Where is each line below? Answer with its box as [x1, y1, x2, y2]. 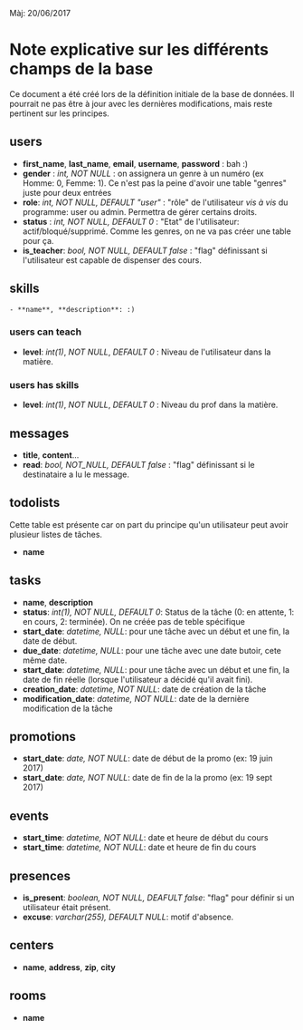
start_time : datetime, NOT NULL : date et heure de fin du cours [22, 842, 257, 853]
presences [9, 868, 71, 883]
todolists [9, 495, 61, 510]
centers [9, 938, 54, 953]
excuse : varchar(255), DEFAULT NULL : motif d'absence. [22, 911, 234, 923]
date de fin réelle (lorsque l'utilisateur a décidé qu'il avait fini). [22, 674, 253, 685]
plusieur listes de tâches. [9, 529, 102, 539]
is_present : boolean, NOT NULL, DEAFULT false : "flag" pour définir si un [22, 892, 295, 903]
